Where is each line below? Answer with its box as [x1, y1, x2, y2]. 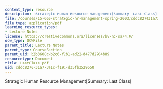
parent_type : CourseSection [5, 47, 62, 52]
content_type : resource [5, 7, 53, 12]
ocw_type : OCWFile [5, 38, 42, 43]
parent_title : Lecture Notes [5, 43, 64, 48]
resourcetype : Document [5, 56, 53, 61]
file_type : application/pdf [5, 20, 62, 25]
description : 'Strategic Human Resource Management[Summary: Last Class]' [5, 12, 160, 16]
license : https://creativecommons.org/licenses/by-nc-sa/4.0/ [5, 34, 133, 39]
